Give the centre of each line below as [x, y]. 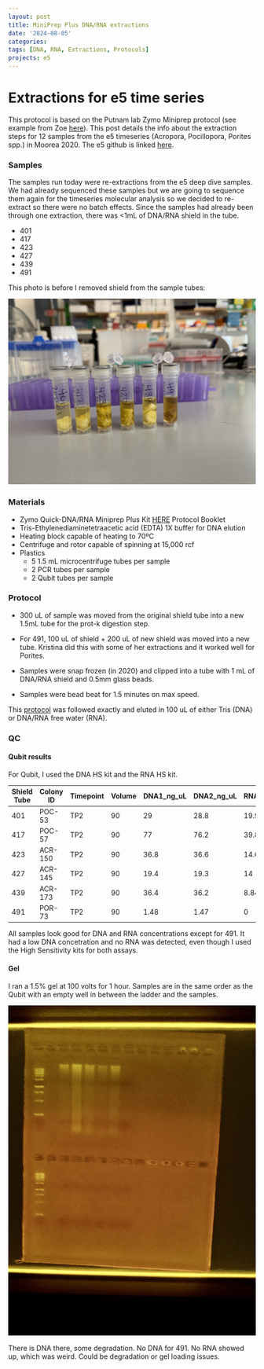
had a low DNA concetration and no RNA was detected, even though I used [130, 942]
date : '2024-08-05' [40, 33]
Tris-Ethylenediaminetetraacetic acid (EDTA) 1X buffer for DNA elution [132, 527]
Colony [51, 792]
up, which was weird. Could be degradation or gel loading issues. [114, 1356]
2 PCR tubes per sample [70, 569]
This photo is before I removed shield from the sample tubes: [107, 288]
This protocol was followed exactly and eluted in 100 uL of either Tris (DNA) [130, 709]
